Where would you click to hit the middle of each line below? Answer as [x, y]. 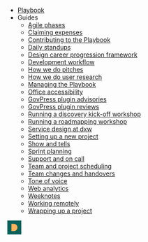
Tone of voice [47, 181]
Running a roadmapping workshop [77, 121]
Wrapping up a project [60, 211]
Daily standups [49, 47]
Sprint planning [50, 151]
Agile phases [46, 25]
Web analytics [48, 188]
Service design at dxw [60, 129]
